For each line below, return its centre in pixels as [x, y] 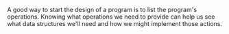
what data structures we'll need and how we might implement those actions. [115, 24]
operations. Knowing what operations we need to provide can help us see [111, 17]
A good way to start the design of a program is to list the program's [102, 10]
